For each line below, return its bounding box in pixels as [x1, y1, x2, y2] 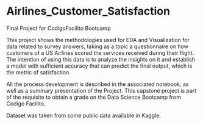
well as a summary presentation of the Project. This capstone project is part [6, 87, 197, 94]
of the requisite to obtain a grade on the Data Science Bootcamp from [6, 93, 182, 101]
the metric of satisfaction [6, 68, 69, 76]
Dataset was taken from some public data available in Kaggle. [6, 112, 162, 119]
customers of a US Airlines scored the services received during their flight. [6, 49, 194, 56]
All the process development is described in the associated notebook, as [6, 80, 189, 88]
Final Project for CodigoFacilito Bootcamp [6, 24, 111, 32]
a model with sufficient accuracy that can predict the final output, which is [6, 62, 193, 70]
